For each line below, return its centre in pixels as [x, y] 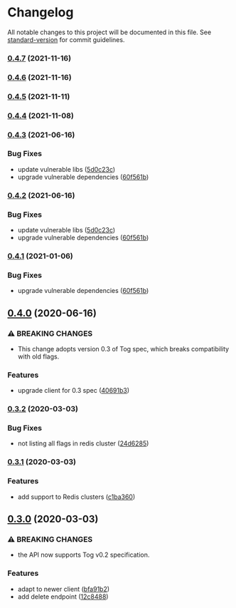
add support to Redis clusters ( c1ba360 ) [76, 497]
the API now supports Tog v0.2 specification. [84, 555]
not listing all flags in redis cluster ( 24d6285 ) [83, 443]
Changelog [41, 12]
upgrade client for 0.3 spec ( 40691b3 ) [74, 391]
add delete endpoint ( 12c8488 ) [63, 597]
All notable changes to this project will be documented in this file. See [109, 32]
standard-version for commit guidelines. [66, 39]
